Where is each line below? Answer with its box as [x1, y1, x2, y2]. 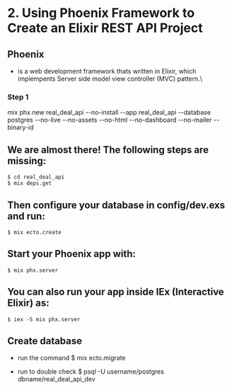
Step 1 [7, 92, 29, 102]
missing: [7, 154, 47, 167]
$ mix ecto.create [7, 229, 62, 236]
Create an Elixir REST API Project [7, 20, 203, 36]
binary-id [7, 123, 34, 132]
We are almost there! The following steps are [7, 144, 209, 156]
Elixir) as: [7, 297, 50, 309]
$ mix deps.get [7, 180, 52, 187]
